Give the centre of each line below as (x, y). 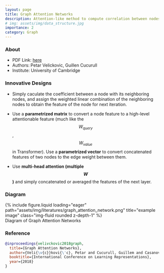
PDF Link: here (27, 60)
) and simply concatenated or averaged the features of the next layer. (82, 182)
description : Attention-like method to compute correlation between (76, 19)
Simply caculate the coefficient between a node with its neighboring (81, 94)
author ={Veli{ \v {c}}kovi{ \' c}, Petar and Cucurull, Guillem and (76, 252)
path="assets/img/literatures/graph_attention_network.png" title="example (80, 210)
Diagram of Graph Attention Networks (43, 221)
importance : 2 (20, 28)
